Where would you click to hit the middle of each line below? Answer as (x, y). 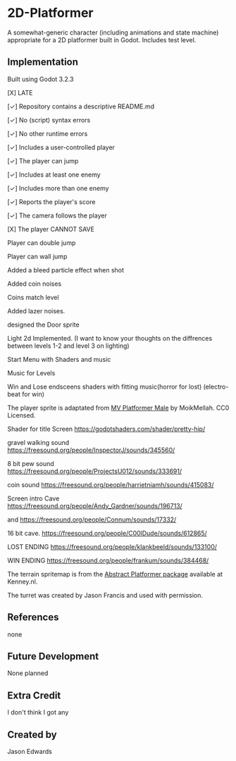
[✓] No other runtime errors (48, 133)
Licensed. (21, 415)
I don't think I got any (38, 712)
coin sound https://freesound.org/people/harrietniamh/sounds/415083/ (111, 484)
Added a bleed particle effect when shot (66, 270)
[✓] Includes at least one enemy (54, 175)
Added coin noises (35, 284)
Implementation (43, 62)
